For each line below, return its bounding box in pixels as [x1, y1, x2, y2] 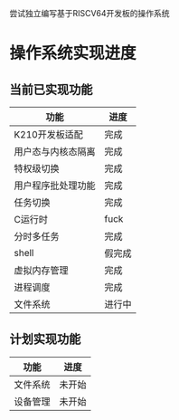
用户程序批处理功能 [14, 179, 97, 192]
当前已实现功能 [9, 81, 93, 97]
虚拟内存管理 [14, 264, 70, 276]
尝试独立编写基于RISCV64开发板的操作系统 [9, 8, 170, 18]
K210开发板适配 [14, 129, 83, 140]
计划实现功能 [9, 331, 81, 347]
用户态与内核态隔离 [14, 146, 97, 157]
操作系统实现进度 [9, 43, 137, 63]
